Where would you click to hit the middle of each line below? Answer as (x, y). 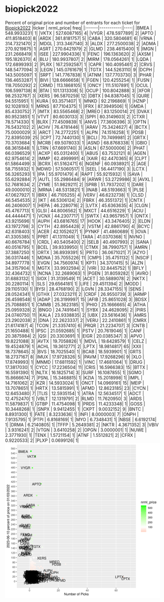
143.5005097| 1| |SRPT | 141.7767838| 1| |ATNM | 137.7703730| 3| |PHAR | (80, 75)
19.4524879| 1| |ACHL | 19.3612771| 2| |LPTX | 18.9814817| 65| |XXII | (74, 346)
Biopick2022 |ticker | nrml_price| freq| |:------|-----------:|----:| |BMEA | (79, 28)
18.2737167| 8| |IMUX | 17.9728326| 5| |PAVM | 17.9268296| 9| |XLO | (75, 357)
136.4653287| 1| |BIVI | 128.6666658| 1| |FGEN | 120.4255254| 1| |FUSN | (79, 80)
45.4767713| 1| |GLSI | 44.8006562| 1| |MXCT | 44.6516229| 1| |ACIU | (76, 210)
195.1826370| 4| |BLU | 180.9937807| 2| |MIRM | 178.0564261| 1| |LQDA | (78, 59)
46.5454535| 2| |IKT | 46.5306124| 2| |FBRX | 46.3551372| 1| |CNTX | (75, 200)
